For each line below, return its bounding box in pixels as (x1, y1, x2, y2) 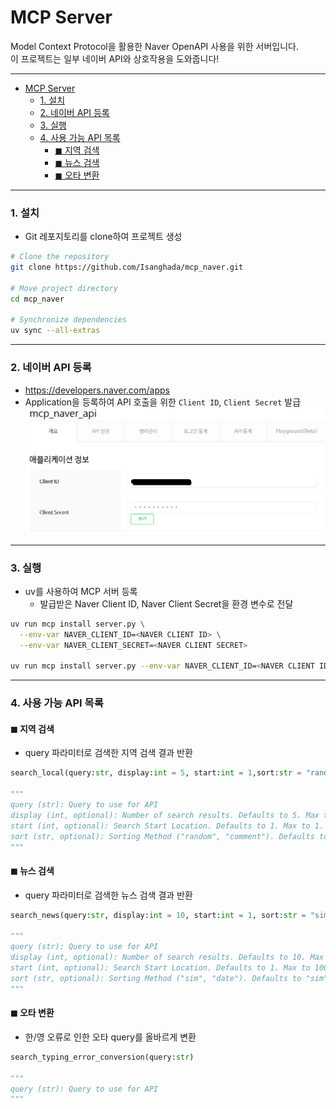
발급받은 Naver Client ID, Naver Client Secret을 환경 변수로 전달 (39, 597, 294, 610)
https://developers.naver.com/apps (24, 384, 170, 396)
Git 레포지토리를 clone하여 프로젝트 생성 (24, 231, 183, 243)
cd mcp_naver (10, 294, 65, 304)
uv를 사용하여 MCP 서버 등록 (24, 585, 138, 597)
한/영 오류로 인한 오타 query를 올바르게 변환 (24, 1031, 197, 1043)
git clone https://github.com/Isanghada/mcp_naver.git (10, 262, 244, 273)
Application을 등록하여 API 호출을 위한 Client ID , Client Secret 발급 (24, 396, 302, 408)
